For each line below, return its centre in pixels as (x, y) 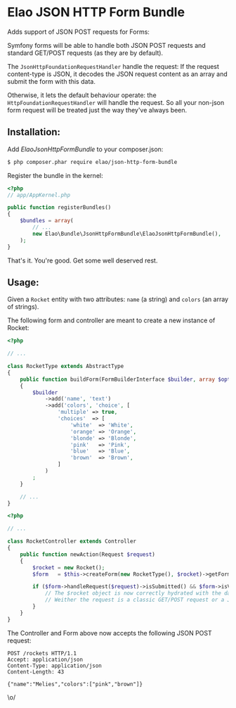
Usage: (24, 282)
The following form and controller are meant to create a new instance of (111, 320)
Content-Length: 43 (36, 672)
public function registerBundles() (59, 208)
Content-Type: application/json (54, 666)
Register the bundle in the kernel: (55, 175)
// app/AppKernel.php (39, 195)
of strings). (23, 307)
